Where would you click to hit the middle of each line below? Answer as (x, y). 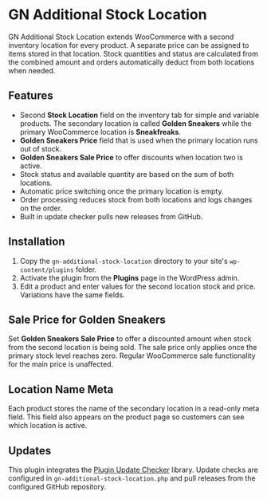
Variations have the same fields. (72, 295)
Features (31, 96)
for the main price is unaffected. (61, 364)
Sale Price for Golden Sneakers (87, 319)
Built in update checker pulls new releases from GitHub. (111, 216)
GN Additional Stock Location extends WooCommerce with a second (121, 37)
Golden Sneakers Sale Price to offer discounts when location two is (131, 157)
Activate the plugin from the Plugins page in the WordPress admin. (130, 277)
